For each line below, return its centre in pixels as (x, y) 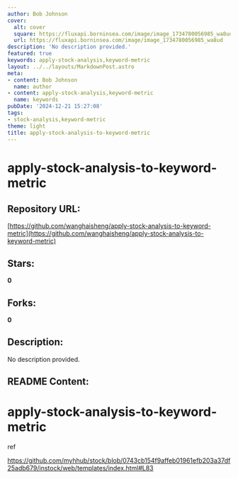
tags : (15, 113)
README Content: (48, 381)
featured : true (30, 54)
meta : (15, 73)
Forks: (22, 303)
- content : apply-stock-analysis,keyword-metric (80, 93)
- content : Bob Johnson (42, 80)
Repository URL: (44, 209)
